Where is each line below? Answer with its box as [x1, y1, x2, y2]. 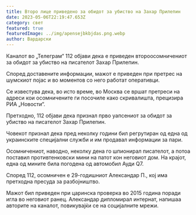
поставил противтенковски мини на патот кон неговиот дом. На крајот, [6, 154, 187, 161]
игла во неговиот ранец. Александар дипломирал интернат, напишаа [6, 196, 182, 203]
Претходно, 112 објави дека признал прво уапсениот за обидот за [6, 112, 172, 119]
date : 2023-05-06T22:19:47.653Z [6, 14, 86, 20]
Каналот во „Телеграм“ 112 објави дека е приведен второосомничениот [6, 53, 187, 59]
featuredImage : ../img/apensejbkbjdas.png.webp [6, 31, 126, 37]
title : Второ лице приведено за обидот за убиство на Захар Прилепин [6, 8, 181, 15]
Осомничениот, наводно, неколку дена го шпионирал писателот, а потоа [6, 147, 191, 155]
